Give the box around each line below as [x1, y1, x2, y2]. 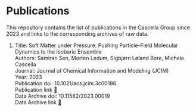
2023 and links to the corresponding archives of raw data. [6, 30, 149, 37]
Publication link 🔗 [14, 86, 58, 93]
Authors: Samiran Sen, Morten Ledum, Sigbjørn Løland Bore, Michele [14, 54, 185, 61]
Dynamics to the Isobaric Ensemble [14, 48, 102, 55]
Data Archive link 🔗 [14, 98, 62, 105]
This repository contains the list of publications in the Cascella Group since [6, 24, 191, 31]
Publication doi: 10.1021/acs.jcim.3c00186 [14, 79, 117, 87]
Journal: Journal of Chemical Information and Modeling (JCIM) [14, 67, 169, 74]
